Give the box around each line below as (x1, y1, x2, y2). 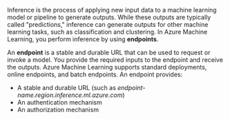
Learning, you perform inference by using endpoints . (7, 35, 159, 43)
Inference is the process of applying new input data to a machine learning (7, 6, 217, 14)
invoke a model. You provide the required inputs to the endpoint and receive (7, 56, 223, 64)
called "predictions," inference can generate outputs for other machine (7, 21, 209, 28)
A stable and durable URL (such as (17, 84, 116, 91)
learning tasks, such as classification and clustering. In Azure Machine (7, 28, 208, 36)
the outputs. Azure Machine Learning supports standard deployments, (7, 63, 207, 71)
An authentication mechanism (17, 98, 102, 106)
